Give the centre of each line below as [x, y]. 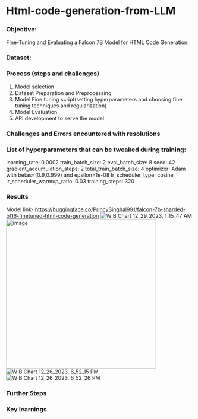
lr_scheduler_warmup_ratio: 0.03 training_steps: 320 [70, 181]
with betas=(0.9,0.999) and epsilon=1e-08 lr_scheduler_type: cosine [90, 175]
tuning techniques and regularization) [61, 106]
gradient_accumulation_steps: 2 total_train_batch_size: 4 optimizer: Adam [96, 169]
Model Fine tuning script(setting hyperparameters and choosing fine [98, 99]
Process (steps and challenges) [53, 74]
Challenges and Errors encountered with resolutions [83, 134]
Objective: [21, 30]
